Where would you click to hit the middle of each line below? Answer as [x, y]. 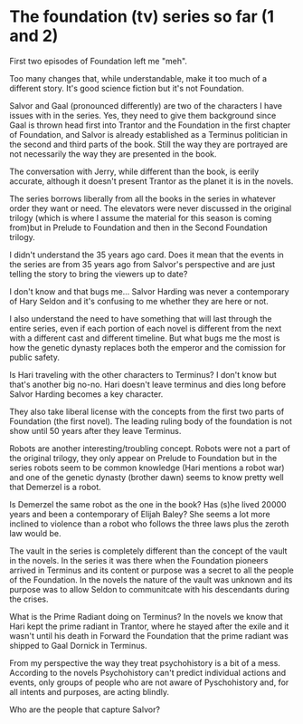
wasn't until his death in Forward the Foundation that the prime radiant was [149, 635]
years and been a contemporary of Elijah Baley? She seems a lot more [140, 514]
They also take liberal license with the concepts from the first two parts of [147, 411]
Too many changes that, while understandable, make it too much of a [138, 78]
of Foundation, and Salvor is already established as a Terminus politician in [148, 134]
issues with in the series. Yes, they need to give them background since [143, 115]
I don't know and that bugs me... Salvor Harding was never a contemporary [149, 291]
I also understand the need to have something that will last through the [141, 318]
